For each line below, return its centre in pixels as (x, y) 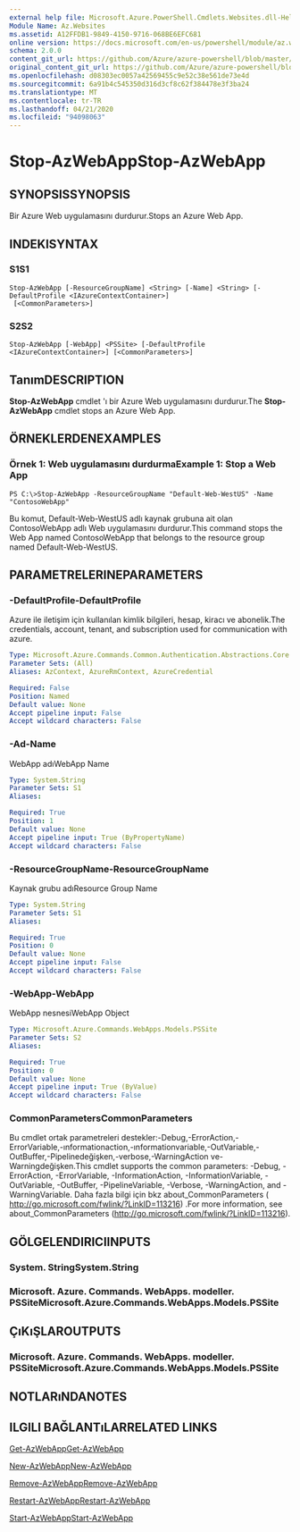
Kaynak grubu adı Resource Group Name (83, 888)
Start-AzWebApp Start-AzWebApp (71, 1518)
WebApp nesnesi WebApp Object (69, 1013)
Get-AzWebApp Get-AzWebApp (67, 1449)
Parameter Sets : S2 (46, 1038)
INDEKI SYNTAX (54, 244)
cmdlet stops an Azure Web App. (115, 410)
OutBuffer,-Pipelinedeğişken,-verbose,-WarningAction (109, 1157)
